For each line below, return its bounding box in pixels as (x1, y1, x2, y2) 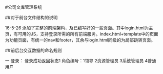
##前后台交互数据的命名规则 (5, 48, 62, 53)
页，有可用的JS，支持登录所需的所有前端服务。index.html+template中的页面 (5, 31, 159, 37)
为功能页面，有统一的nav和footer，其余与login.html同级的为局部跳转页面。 (5, 37, 155, 43)
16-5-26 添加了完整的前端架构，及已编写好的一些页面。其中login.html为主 (5, 25, 153, 31)
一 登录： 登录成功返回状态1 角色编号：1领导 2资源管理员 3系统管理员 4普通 (5, 58, 157, 63)
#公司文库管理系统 (5, 4, 42, 10)
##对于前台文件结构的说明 (5, 15, 58, 20)
